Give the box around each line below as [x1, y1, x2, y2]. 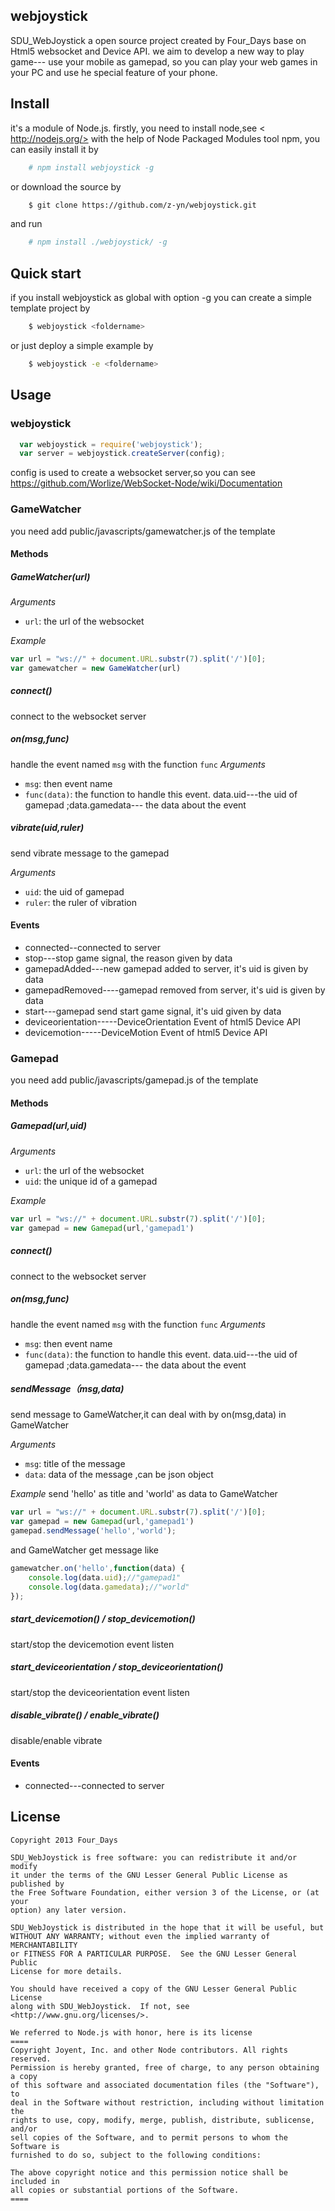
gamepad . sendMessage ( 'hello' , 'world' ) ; [10, 1526, 177, 1536]
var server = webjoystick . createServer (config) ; [19, 449, 226, 459]
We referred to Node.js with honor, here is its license [10, 2027, 253, 2038]
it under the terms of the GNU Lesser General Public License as [10, 1870, 288, 1880]
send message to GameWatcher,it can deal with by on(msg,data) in [10, 1409, 287, 1421]
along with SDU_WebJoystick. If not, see [10, 2001, 190, 2011]
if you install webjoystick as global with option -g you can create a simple [10, 292, 313, 304]
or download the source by [10, 180, 122, 193]
